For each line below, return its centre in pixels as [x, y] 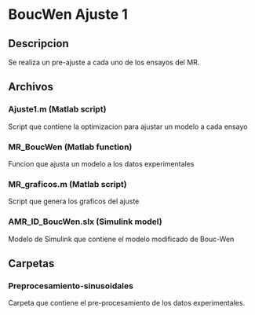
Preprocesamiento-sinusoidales [71, 286]
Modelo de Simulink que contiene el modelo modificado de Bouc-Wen [121, 239]
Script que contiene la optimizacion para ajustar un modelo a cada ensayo [128, 126]
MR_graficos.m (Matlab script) [67, 184]
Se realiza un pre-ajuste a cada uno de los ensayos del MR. [104, 62]
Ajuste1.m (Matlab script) [57, 109]
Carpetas [31, 264]
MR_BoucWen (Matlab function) [70, 147]
